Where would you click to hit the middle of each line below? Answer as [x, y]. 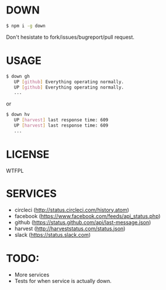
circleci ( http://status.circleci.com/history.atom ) [72, 210]
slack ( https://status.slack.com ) [52, 234]
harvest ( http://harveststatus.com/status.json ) [70, 228]
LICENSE [28, 154]
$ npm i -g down [26, 26]
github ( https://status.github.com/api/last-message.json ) [83, 222]
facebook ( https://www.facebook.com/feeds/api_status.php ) [87, 216]
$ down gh [18, 76]
